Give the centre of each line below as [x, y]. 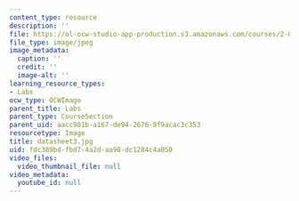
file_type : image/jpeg [51, 42]
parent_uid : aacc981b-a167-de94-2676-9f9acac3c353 [105, 125]
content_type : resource [53, 17]
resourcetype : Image [48, 133]
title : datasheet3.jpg [51, 141]
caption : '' [40, 59]
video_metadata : [39, 174]
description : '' [39, 26]
